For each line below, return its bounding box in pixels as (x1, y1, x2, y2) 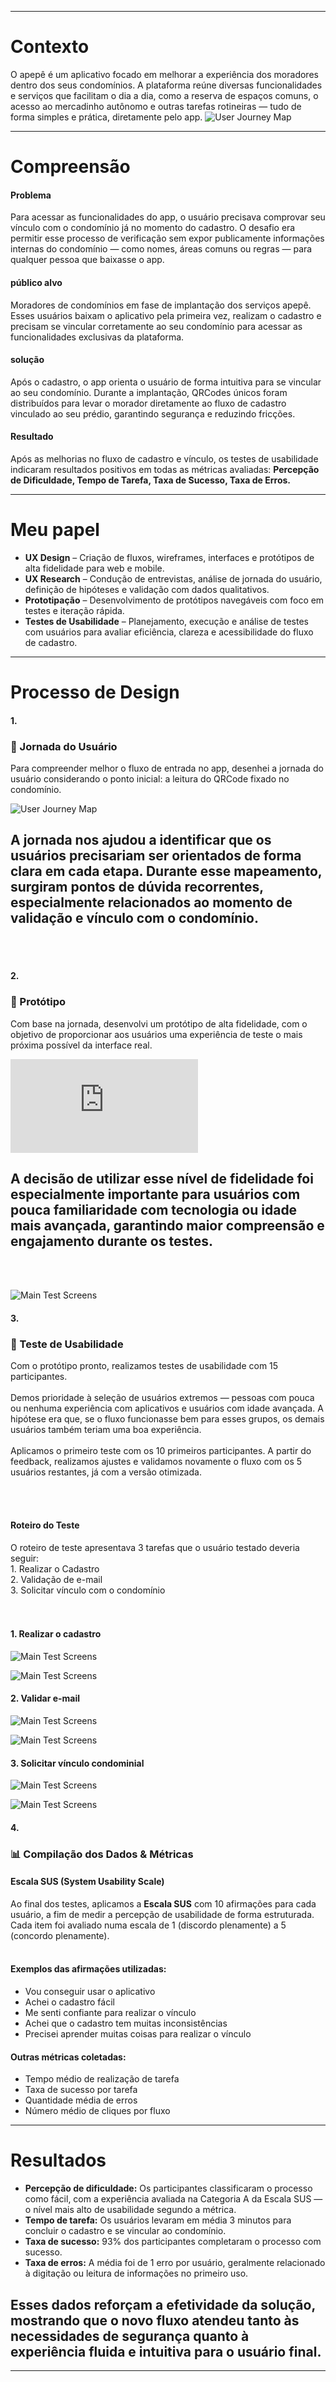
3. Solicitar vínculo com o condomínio (10, 1584, 166, 1596)
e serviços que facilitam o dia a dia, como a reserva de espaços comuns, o (10, 89, 319, 101)
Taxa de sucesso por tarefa (24, 2084, 138, 2096)
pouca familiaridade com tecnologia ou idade (10, 1202, 298, 1219)
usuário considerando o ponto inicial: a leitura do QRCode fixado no (10, 772, 290, 785)
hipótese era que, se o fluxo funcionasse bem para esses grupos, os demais (10, 1413, 325, 1425)
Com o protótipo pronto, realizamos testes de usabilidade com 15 (10, 1360, 279, 1372)
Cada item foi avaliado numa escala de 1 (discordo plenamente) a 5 (10, 1919, 287, 1931)
